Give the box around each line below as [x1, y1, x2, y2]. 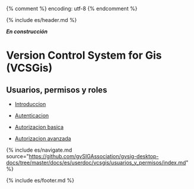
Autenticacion [14, 112, 49, 119]
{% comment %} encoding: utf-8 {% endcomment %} [6, 5, 138, 12]
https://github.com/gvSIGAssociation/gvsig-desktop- [28, 153, 159, 159]
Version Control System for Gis [6, 49, 162, 62]
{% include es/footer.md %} [6, 177, 75, 184]
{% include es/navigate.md [6, 146, 72, 153]
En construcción [6, 28, 48, 35]
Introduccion [14, 101, 46, 107]
